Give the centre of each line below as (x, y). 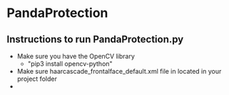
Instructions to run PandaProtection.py (95, 39)
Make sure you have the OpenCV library (76, 56)
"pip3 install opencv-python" (70, 64)
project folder (37, 79)
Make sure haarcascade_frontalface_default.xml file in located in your (119, 71)
